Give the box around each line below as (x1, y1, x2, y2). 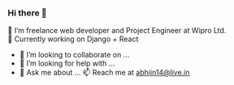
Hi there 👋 (7, 7, 48, 19)
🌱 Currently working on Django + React (7, 34, 139, 44)
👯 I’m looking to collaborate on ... (19, 50, 130, 60)
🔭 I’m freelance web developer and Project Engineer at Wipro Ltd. (7, 26, 227, 36)
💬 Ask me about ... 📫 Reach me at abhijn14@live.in (19, 68, 190, 78)
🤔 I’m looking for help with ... (19, 58, 115, 68)
